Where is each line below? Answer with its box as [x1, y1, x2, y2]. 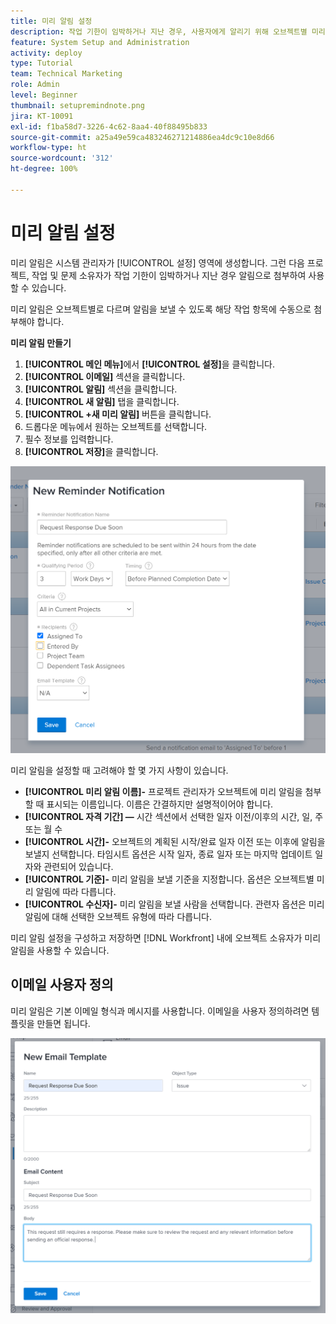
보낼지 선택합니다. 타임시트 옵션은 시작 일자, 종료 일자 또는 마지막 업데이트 [24, 848, 313, 860]
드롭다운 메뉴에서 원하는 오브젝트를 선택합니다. [24, 420, 208, 432]
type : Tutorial [10, 58, 74, 69]
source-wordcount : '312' [10, 153, 114, 164]
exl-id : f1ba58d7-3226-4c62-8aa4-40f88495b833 [10, 121, 208, 132]
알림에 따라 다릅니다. [35, 885, 117, 897]
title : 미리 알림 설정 [10, 16, 93, 26]
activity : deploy [10, 48, 83, 58]
